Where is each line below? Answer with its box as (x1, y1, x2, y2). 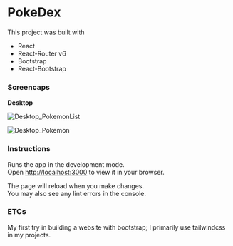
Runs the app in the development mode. (7, 160, 125, 168)
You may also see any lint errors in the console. (7, 189, 146, 198)
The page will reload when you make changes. (7, 181, 145, 190)
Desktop (7, 98, 33, 107)
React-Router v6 (17, 49, 66, 58)
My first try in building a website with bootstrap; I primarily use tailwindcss (7, 222, 226, 232)
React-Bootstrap (17, 64, 66, 73)
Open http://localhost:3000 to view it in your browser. (7, 168, 165, 176)
